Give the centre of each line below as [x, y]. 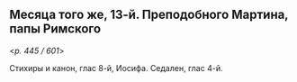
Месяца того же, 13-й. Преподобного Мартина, [149, 15]
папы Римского [55, 29]
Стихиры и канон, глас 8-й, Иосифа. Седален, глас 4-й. [116, 68]
